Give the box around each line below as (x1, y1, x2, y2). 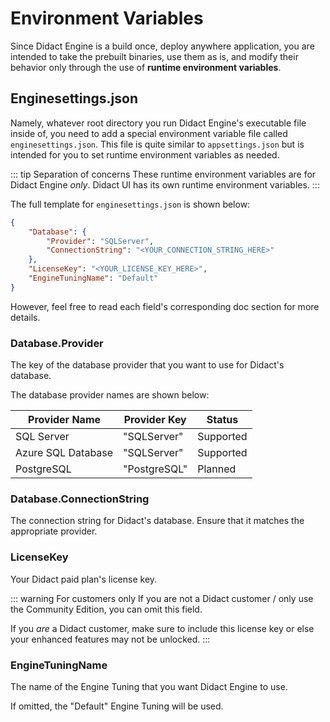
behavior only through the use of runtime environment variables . (10, 61, 282, 73)
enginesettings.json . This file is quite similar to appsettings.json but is (10, 138, 305, 150)
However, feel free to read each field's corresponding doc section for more (10, 300, 320, 312)
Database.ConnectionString (10, 492, 150, 506)
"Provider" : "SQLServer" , (46, 236, 155, 246)
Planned (197, 462, 237, 476)
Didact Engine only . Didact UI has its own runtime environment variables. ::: (10, 178, 320, 191)
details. (10, 311, 41, 323)
